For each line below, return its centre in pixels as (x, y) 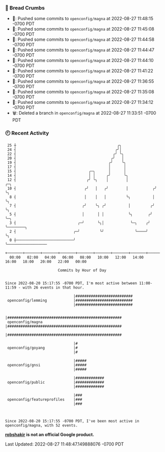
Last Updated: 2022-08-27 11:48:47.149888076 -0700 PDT (65, 444)
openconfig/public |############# (56, 382)
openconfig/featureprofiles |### (45, 399)
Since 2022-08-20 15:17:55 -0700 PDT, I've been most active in (72, 421)
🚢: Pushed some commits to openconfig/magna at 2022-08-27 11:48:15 (83, 19)
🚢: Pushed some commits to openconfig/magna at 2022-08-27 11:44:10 (83, 61)
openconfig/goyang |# (42, 348)
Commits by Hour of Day (82, 270)
